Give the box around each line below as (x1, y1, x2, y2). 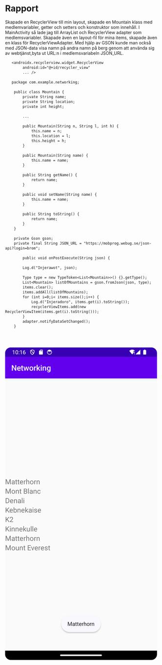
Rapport (5, 3, 39, 14)
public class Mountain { (14, 89, 64, 94)
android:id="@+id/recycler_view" (22, 65, 91, 70)
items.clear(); (22, 285, 54, 290)
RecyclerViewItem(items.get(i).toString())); (5, 309, 99, 314)
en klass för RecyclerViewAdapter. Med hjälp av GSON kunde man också (5, 40, 151, 45)
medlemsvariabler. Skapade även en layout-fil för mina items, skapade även (5, 35, 158, 41)
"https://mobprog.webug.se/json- (83, 241, 152, 246)
